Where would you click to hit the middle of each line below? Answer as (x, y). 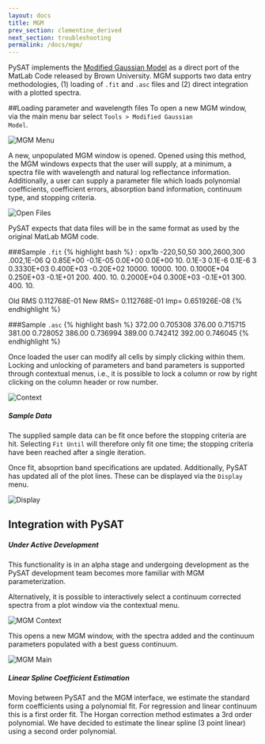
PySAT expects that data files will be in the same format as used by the (124, 228)
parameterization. (37, 582)
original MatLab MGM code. (53, 237)
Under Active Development (53, 545)
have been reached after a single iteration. (77, 453)
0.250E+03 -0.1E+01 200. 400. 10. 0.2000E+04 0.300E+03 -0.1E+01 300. (127, 277)
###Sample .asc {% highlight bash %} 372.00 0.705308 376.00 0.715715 (127, 325)
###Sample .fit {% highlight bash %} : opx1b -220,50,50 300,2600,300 (127, 252)
